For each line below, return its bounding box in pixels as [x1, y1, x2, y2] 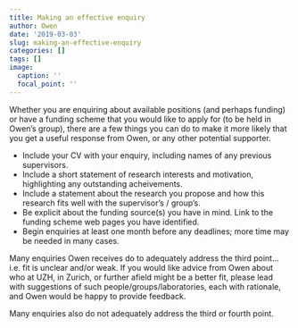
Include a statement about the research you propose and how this [21, 188, 265, 198]
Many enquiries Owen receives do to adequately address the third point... [9, 252, 279, 264]
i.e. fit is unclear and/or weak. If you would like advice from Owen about [9, 262, 274, 273]
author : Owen [9, 21, 58, 30]
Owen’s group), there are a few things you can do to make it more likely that [9, 122, 287, 134]
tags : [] [9, 55, 42, 63]
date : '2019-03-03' [9, 29, 82, 38]
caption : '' [17, 71, 62, 80]
